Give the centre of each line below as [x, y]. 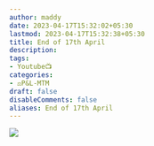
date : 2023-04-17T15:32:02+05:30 [71, 26]
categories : [31, 75]
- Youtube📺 [31, 67]
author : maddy [36, 17]
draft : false [33, 91]
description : [33, 50]
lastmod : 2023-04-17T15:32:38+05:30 [77, 34]
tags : [19, 58]
